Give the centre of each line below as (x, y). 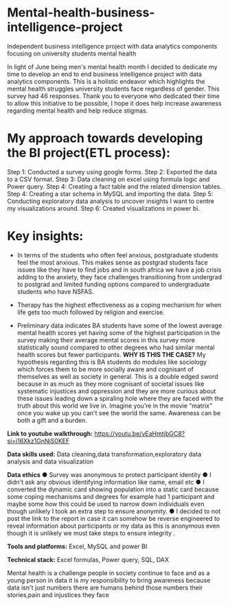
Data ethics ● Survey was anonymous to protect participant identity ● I (109, 474)
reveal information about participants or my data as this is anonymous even (114, 526)
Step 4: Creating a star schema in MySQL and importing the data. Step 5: (110, 194)
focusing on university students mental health (72, 54)
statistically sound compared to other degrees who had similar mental (116, 347)
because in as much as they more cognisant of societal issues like (111, 384)
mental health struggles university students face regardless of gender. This (113, 89)
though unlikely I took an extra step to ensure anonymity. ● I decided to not (114, 511)
